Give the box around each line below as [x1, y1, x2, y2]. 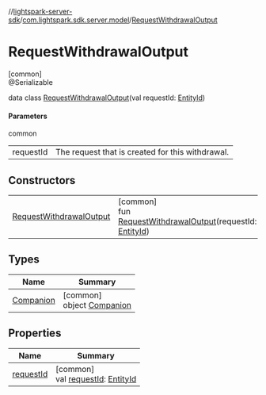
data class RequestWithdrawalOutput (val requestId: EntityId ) [8, 93, 206, 102]
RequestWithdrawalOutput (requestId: [118, 216, 257, 227]
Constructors [8, 174, 76, 187]
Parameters [8, 111, 47, 121]
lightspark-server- [13, 7, 73, 16]
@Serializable [8, 77, 53, 86]
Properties [8, 327, 62, 340]
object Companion [63, 299, 132, 310]
